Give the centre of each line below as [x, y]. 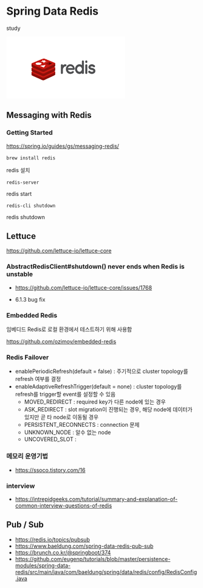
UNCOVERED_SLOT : [50, 439]
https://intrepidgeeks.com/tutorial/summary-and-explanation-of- [96, 499]
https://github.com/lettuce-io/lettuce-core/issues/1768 [84, 288]
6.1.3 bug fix [30, 299]
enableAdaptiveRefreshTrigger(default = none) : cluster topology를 [98, 387]
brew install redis [31, 158]
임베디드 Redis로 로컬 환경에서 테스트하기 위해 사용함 [69, 329]
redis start [19, 194]
